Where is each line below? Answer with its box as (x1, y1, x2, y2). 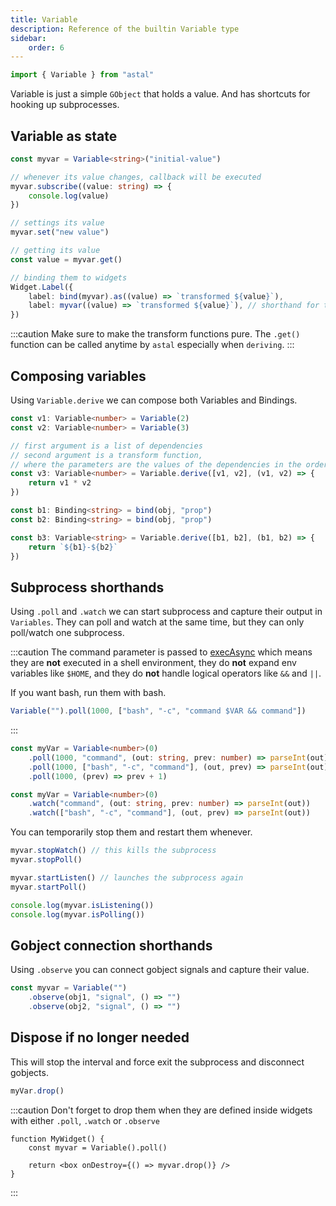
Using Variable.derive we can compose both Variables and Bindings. (10, 394, 298, 406)
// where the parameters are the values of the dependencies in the (10, 459, 302, 470)
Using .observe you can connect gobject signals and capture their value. (10, 964, 310, 976)
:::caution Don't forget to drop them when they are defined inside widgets (10, 1104, 313, 1116)
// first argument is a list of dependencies (10, 441, 203, 451)
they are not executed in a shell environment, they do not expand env (10, 657, 297, 669)
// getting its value (10, 246, 101, 256)
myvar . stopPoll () (10, 855, 83, 865)
